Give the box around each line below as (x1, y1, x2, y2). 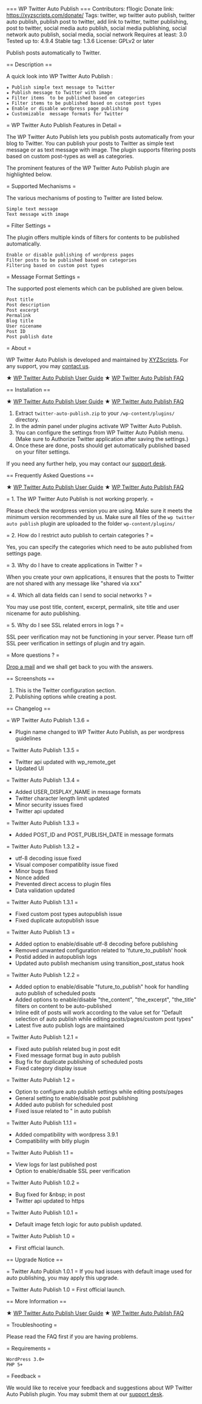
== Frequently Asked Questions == (6, 472, 94, 479)
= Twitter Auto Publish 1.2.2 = (6, 972, 80, 978)
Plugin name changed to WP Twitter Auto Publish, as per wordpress (15, 728, 185, 736)
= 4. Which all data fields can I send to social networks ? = (6, 591, 152, 599)
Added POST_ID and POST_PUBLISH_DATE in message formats (15, 831, 174, 838)
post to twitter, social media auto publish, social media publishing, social (6, 24, 187, 32)
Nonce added (15, 874, 50, 881)
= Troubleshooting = (6, 1322, 58, 1328)
